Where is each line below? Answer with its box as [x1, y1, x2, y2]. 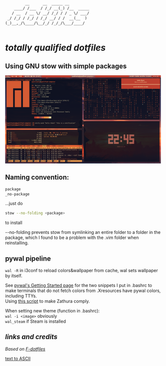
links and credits [5, 333, 58, 341]
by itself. [5, 273, 23, 279]
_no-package [5, 192, 30, 197]
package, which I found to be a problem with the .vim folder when [5, 234, 139, 241]
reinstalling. [5, 240, 29, 246]
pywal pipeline [5, 254, 51, 263]
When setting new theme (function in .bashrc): [5, 308, 100, 313]
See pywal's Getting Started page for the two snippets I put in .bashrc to [5, 283, 152, 288]
